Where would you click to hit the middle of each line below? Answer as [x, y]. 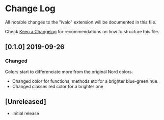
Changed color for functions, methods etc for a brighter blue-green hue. [85, 81]
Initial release [26, 114]
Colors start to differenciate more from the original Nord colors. [69, 72]
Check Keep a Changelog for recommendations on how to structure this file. [82, 31]
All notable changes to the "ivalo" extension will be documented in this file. [81, 22]
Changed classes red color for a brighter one [58, 86]
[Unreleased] [26, 102]
